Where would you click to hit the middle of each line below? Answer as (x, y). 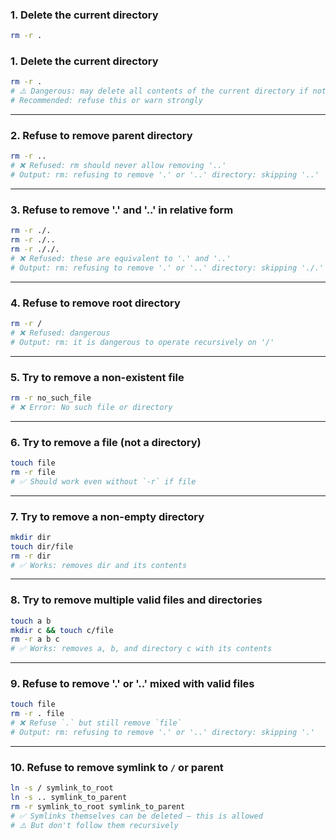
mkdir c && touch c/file (62, 630)
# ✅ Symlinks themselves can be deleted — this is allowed (136, 816)
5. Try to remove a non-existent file (97, 377)
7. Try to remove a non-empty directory (107, 516)
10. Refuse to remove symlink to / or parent (117, 767)
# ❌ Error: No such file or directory (91, 407)
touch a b (31, 621)
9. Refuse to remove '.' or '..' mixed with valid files (132, 684)
